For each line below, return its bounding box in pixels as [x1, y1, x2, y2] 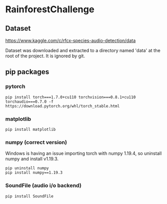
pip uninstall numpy [5, 166, 50, 171]
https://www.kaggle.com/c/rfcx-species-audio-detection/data [5, 37, 136, 43]
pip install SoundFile [5, 193, 54, 199]
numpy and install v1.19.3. [5, 156, 59, 162]
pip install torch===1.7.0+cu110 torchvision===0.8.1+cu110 [5, 95, 136, 100]
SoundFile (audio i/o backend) [5, 182, 82, 189]
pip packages [5, 67, 50, 76]
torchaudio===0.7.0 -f [5, 99, 54, 104]
